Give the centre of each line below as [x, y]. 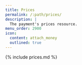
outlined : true [26, 43]
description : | [21, 19]
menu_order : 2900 [23, 29]
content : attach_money [33, 38]
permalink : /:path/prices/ [33, 15]
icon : [11, 33]
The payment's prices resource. [44, 24]
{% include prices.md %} [31, 57]
